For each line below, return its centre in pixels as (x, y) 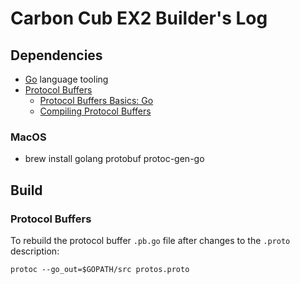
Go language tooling (66, 79)
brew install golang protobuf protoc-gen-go (114, 159)
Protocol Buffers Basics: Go (96, 100)
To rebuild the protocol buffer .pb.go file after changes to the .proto (150, 240)
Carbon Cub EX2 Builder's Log (139, 18)
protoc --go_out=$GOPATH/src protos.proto (100, 269)
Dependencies (56, 55)
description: (35, 251)
